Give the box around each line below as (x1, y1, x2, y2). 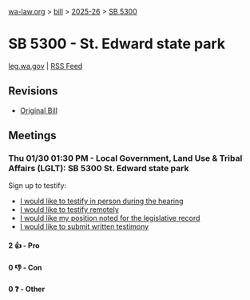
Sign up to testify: (8, 181, 66, 190)
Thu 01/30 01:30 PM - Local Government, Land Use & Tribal (8, 153, 243, 164)
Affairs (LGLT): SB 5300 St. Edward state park (8, 163, 189, 174)
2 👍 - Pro (8, 241, 40, 250)
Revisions (8, 84, 58, 98)
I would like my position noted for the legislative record (19, 214, 200, 223)
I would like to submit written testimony (19, 222, 149, 231)
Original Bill (19, 106, 58, 115)
